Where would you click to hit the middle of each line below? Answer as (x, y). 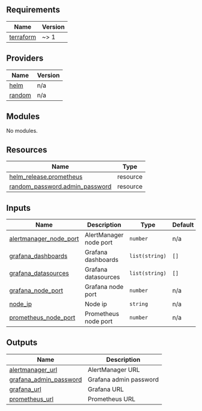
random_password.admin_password (60, 187)
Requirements (33, 10)
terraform (23, 37)
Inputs (19, 208)
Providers (25, 59)
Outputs (22, 343)
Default (183, 225)
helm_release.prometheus (46, 177)
